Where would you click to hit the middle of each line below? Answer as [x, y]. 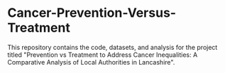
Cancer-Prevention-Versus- [92, 13]
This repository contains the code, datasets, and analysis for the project [112, 47]
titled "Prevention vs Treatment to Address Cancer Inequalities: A [103, 55]
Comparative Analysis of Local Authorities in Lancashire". [91, 62]
